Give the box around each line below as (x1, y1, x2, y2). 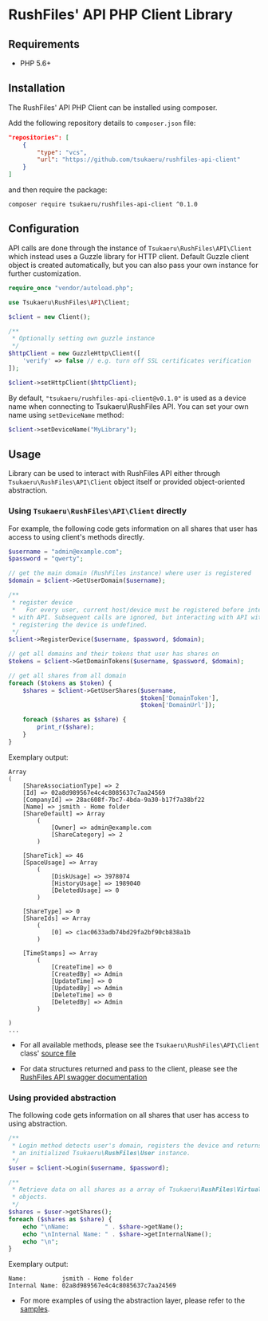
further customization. (8, 269, 81, 278)
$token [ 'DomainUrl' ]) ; (140, 702, 216, 710)
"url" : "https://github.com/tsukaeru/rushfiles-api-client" (37, 155, 241, 164)
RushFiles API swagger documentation (19, 1072, 148, 1082)
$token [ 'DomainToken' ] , (140, 694, 219, 702)
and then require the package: (8, 185, 108, 195)
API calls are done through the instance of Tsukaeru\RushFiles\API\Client (8, 243, 253, 253)
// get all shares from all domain (8, 671, 127, 679)
